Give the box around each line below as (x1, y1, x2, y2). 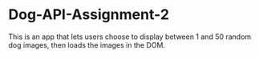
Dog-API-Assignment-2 (8, 6, 170, 24)
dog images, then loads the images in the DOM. (8, 40, 166, 49)
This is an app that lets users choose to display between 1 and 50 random (8, 32, 252, 41)
